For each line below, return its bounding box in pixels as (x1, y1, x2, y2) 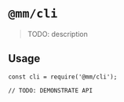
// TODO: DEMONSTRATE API (8, 86, 93, 94)
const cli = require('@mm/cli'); (8, 73, 118, 81)
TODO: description (27, 29, 89, 38)
